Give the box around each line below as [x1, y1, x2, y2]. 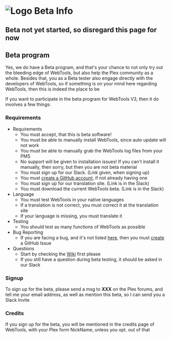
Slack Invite [5, 297, 30, 303]
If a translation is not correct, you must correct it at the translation [20, 202, 159, 208]
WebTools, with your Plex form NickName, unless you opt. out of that [5, 327, 150, 333]
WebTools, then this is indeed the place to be [5, 86, 100, 92]
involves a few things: [5, 101, 51, 107]
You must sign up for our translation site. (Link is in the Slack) [20, 180, 150, 186]
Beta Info [34, 5, 73, 17]
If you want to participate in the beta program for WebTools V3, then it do [5, 96, 159, 102]
